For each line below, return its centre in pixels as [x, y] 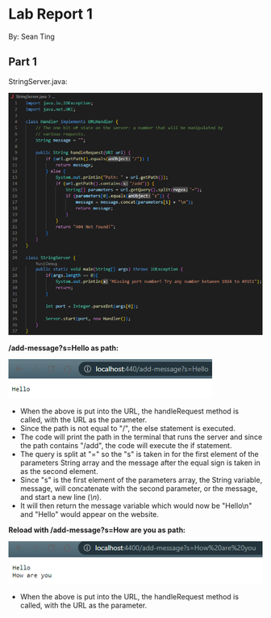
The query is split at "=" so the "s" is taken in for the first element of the [140, 454]
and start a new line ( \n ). [61, 497]
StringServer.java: [38, 81]
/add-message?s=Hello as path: [64, 348]
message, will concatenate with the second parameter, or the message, [139, 488]
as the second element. [59, 471]
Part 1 [23, 62]
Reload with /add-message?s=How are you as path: [97, 530]
